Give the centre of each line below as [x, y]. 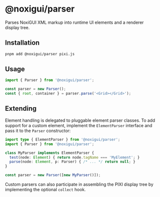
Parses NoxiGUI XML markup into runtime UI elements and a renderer [74, 22]
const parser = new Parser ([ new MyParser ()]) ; [53, 175]
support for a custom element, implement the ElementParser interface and [79, 125]
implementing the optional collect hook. [45, 189]
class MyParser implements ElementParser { [50, 153]
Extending [21, 108]
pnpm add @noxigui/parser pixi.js [40, 54]
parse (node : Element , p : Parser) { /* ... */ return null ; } [72, 162]
